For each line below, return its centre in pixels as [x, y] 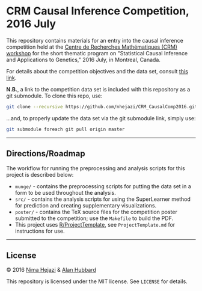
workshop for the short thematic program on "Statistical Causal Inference [97, 53]
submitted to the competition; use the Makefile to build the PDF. [94, 218]
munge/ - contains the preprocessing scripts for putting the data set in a [103, 186]
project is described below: [40, 174]
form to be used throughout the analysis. [65, 192]
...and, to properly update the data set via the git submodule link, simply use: [101, 118]
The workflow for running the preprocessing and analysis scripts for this [96, 168]
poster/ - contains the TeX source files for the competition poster [96, 212]
